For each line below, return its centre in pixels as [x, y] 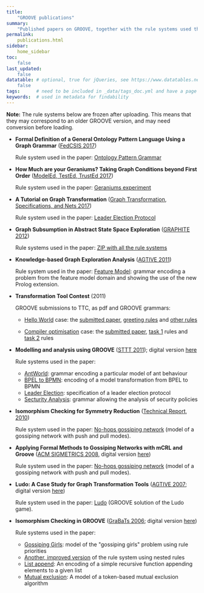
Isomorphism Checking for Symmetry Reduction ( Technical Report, [101, 411]
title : [15, 12]
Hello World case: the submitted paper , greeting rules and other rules [110, 319]
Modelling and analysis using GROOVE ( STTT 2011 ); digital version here [106, 350]
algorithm [36, 583]
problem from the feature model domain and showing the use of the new [106, 277]
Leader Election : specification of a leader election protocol [97, 392]
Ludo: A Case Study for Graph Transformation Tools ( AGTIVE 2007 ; [101, 484]
